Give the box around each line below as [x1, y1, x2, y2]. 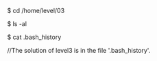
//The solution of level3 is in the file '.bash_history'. [7, 47, 151, 54]
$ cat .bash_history [7, 33, 62, 41]
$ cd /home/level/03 [7, 7, 65, 14]
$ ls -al [7, 20, 27, 27]
